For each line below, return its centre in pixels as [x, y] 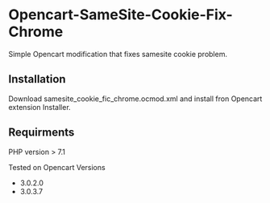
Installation [37, 79]
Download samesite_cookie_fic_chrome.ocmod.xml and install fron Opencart [135, 99]
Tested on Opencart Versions [57, 167]
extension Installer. [39, 107]
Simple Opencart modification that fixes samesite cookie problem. [118, 54]
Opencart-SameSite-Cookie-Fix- [121, 15]
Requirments [42, 133]
